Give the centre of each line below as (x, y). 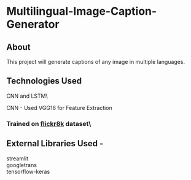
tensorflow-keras (28, 171)
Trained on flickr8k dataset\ (49, 123)
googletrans (21, 165)
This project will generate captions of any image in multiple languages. (96, 62)
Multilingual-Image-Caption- (82, 11)
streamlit (18, 158)
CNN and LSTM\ (27, 96)
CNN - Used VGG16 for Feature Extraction (59, 108)
